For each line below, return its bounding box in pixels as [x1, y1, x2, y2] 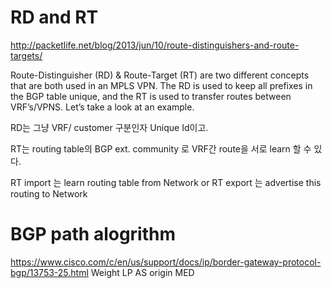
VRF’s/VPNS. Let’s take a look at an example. [10, 101, 195, 113]
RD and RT [10, 6, 99, 29]
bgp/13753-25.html [10, 266, 89, 278]
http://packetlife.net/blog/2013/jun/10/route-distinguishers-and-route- [10, 39, 300, 51]
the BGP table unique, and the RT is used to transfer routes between [10, 90, 292, 102]
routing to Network [10, 187, 88, 200]
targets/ [10, 49, 43, 61]
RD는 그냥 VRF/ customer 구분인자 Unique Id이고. [10, 121, 209, 133]
